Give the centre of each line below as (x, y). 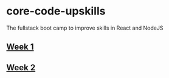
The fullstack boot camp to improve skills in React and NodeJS (85, 28)
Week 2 (21, 67)
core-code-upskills (56, 11)
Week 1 (20, 47)
